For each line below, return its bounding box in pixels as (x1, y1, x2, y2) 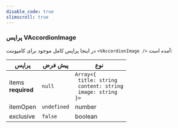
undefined (42, 103, 70, 110)
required (9, 86, 34, 94)
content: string (77, 83, 124, 89)
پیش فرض (42, 61, 69, 69)
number (74, 103, 97, 111)
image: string (77, 88, 118, 95)
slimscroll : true (6, 14, 49, 20)
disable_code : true (6, 8, 54, 15)
